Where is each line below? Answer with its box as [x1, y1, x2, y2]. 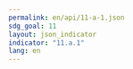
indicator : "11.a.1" [8, 38, 86, 47]
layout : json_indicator [8, 30, 97, 39]
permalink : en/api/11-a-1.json [8, 13, 125, 22]
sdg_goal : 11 [8, 22, 57, 30]
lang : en [8, 47, 41, 56]
